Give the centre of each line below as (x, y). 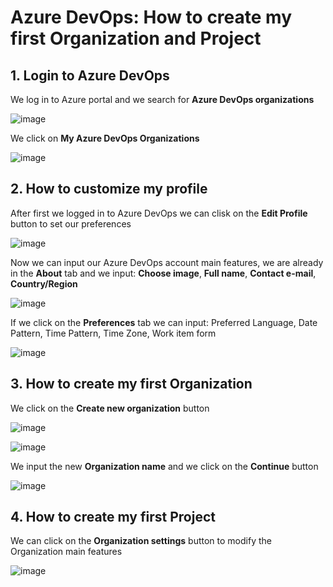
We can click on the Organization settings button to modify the (141, 541)
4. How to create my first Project (113, 517)
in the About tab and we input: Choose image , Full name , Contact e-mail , (163, 273)
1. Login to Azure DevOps (90, 75)
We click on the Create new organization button (110, 408)
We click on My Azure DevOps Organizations (105, 138)
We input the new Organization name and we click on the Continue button (164, 466)
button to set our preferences (71, 223)
